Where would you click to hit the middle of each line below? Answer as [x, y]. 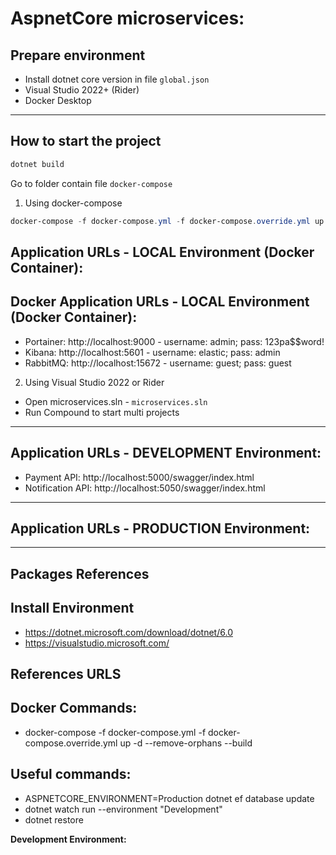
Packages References [80, 573]
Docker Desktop [58, 100]
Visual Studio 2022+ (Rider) [82, 90]
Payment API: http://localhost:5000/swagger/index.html [139, 477]
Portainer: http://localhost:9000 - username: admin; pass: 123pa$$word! [174, 341]
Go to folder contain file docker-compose [91, 183]
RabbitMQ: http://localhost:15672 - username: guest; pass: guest [158, 363]
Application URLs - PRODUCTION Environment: [160, 528]
